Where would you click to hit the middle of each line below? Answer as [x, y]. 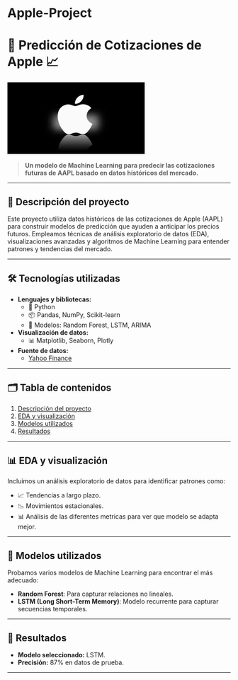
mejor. [27, 527]
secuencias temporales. [52, 609]
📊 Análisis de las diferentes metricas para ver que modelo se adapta [118, 517]
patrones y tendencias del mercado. [60, 248]
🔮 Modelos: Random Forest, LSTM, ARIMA [90, 325]
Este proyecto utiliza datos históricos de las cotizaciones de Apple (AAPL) [115, 219]
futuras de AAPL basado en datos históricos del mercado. [112, 173]
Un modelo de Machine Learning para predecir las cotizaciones [120, 166]
